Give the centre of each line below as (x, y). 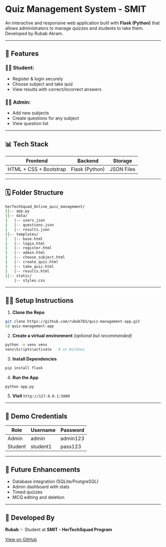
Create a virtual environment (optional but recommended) (72, 336)
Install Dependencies (34, 359)
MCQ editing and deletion (38, 497)
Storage (123, 161)
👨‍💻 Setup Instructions (40, 301)
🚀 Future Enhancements (43, 469)
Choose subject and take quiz (42, 84)
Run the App (25, 377)
